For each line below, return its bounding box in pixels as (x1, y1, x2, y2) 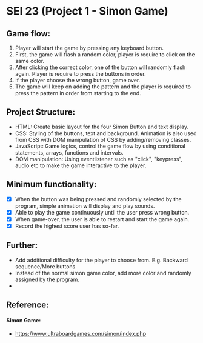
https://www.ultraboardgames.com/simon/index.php (15, 330, 147, 338)
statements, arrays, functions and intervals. (15, 148, 124, 156)
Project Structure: (6, 107, 76, 118)
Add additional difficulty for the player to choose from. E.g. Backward (15, 256, 188, 264)
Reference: (6, 300, 49, 310)
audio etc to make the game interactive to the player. (15, 162, 147, 169)
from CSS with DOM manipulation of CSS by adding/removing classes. (15, 136, 191, 143)
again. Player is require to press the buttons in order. (15, 70, 147, 77)
